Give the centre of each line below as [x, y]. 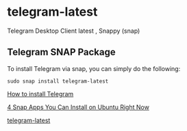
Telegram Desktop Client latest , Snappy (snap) [74, 31]
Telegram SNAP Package [62, 52]
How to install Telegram [40, 93]
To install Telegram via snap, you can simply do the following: [94, 68]
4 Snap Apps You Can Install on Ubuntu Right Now [78, 107]
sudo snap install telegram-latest [58, 81]
